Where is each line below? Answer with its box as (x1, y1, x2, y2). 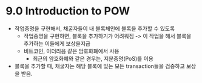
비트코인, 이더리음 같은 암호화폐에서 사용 (23, 47, 120, 55)
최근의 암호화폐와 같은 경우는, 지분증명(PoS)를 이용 (32, 55, 154, 62)
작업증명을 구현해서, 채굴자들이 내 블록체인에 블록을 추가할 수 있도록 (14, 25, 175, 32)
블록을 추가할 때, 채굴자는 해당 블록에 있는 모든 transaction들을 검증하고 (14, 62, 186, 70)
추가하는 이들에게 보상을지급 (23, 40, 90, 47)
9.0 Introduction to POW (5, 4, 130, 18)
